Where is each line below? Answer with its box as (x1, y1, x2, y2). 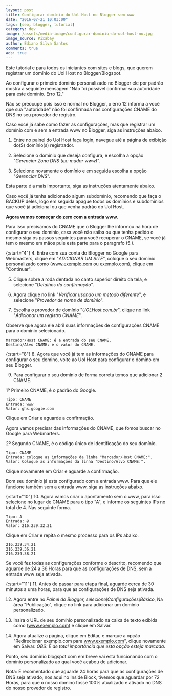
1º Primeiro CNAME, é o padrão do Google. (6, 387, 97, 393)
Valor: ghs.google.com (6, 406, 54, 411)
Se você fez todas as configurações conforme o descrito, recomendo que (6, 560, 162, 566)
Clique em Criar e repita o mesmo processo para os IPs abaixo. (6, 532, 139, 538)
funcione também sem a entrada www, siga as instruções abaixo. (6, 483, 144, 490)
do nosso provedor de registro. (6, 685, 71, 691)
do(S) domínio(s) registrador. (13, 142, 75, 149)
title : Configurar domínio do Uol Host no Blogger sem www (6, 12, 135, 17)
